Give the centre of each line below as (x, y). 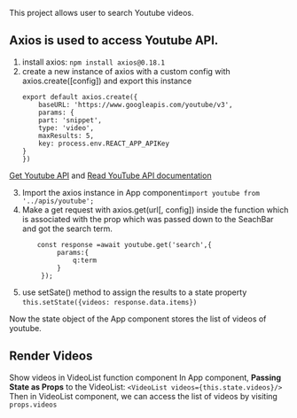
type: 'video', (66, 128)
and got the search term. (67, 228)
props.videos (33, 405)
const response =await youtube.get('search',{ (125, 244)
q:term (85, 260)
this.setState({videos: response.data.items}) (109, 302)
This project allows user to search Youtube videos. (102, 13)
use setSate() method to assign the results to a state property (134, 292)
